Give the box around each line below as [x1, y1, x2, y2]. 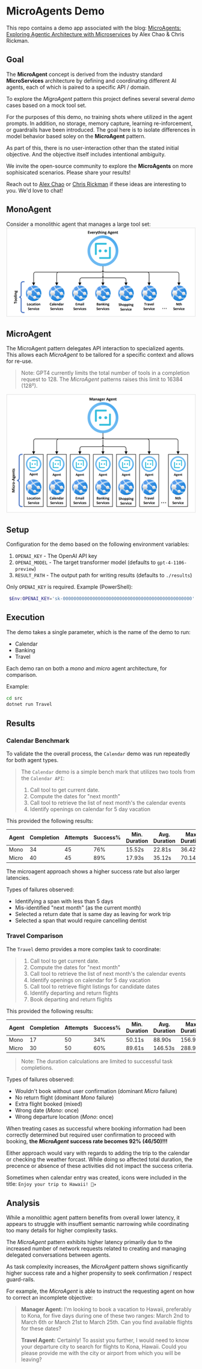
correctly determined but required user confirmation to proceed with [6, 1131, 176, 1139]
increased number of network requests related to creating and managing [6, 1245, 186, 1252]
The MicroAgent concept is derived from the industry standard [6, 71, 163, 78]
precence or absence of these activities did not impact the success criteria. [6, 1162, 194, 1170]
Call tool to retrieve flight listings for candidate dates [29, 983, 160, 990]
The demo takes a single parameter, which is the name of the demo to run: [6, 628, 191, 635]
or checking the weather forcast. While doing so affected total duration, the [6, 1156, 193, 1163]
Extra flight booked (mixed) [14, 1100, 83, 1108]
